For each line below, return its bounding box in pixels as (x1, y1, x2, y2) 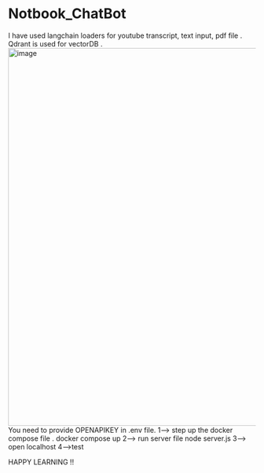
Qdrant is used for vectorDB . (8, 39, 103, 48)
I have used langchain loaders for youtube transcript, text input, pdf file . (8, 31, 243, 40)
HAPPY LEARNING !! (8, 457, 75, 467)
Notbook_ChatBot (8, 5, 126, 23)
